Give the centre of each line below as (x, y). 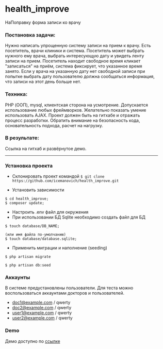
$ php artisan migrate (28, 257)
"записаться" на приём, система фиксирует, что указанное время (73, 66)
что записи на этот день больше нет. (43, 82)
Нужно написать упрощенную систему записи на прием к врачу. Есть (78, 46)
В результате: (22, 138)
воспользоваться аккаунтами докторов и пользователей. (65, 293)
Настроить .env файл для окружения (50, 212)
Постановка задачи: (30, 35)
